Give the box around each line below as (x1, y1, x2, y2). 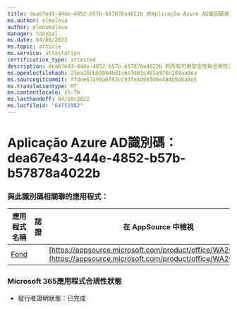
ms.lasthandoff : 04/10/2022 (7, 96, 90, 103)
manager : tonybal (7, 30, 59, 37)
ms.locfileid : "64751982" (7, 102, 83, 109)
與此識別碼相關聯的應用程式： (7, 191, 109, 201)
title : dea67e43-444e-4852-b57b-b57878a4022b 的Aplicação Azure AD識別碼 (7, 10, 224, 18)
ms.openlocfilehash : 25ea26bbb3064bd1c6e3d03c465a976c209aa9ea (7, 69, 197, 76)
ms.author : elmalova (7, 17, 68, 24)
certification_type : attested (7, 56, 97, 63)
